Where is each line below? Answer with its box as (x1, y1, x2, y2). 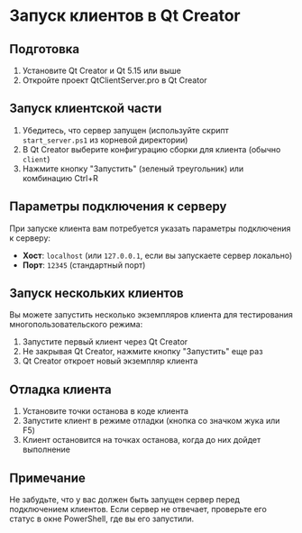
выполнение (22, 444, 70, 455)
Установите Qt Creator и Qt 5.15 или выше (22, 65, 182, 76)
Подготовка (9, 41, 79, 57)
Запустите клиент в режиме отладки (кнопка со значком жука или (22, 416, 280, 427)
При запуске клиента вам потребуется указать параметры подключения (9, 223, 291, 234)
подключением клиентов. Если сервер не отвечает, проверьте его (9, 504, 268, 515)
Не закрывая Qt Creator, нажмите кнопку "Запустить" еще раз (22, 346, 263, 357)
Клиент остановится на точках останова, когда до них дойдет (22, 435, 261, 446)
